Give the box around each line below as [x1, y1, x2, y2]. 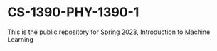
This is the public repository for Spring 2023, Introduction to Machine [7, 28, 211, 36]
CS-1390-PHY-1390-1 [7, 4, 139, 21]
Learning [7, 35, 34, 43]
